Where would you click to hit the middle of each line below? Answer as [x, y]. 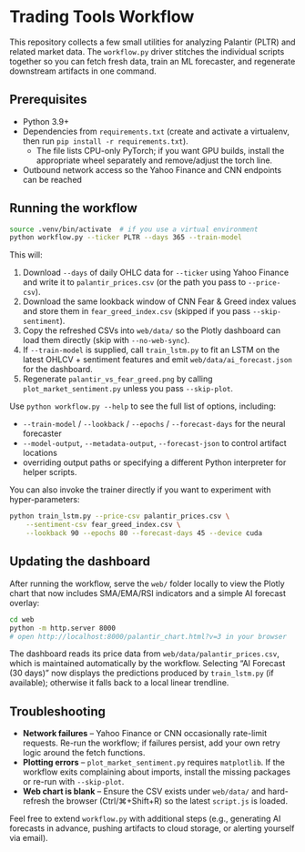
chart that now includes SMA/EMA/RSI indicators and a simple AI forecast [148, 593]
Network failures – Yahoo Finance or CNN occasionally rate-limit [144, 734]
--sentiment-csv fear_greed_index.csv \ [103, 525]
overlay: [25, 603]
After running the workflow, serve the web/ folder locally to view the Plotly [147, 583]
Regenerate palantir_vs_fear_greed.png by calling [117, 379]
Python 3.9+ [46, 121]
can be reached [52, 179]
